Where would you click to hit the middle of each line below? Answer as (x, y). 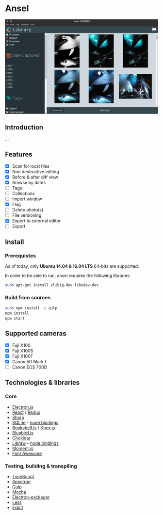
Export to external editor (36, 221)
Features (19, 154)
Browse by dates (29, 182)
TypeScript (23, 476)
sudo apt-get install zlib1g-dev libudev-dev (52, 285)
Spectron (21, 482)
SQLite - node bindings (35, 422)
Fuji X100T (23, 356)
